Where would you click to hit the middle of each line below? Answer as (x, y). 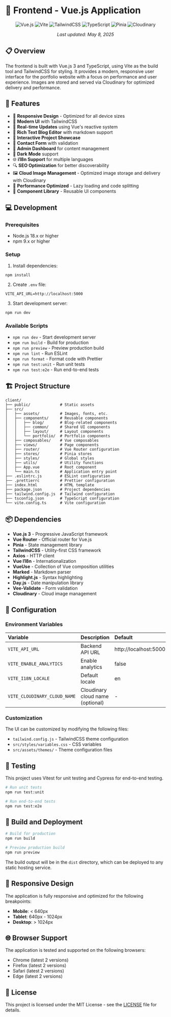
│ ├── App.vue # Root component (51, 467)
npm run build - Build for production (51, 342)
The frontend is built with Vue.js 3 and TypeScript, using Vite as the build (82, 66)
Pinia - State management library (47, 545)
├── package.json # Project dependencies (58, 490)
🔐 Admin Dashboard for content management (61, 148)
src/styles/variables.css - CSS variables (57, 744)
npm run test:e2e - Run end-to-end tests (56, 370)
